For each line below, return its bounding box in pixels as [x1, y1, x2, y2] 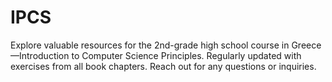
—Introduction [10, 49, 70, 61]
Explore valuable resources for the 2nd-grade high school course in [10, 39, 290, 51]
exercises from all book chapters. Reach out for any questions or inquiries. [10, 60, 317, 72]
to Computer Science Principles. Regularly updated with [71, 49, 302, 61]
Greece [291, 39, 322, 51]
